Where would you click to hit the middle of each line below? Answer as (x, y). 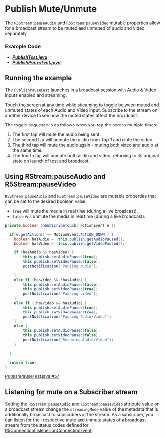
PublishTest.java (30, 57)
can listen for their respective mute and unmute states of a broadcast (76, 420)
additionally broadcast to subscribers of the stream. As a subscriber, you (79, 415)
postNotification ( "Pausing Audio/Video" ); (67, 317)
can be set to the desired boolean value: (46, 201)
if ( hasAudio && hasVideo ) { (44, 252)
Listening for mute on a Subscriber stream (71, 392)
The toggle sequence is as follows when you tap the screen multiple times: (81, 125)
